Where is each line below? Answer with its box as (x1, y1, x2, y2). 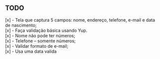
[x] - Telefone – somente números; (5, 38, 76, 44)
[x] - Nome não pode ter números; (5, 32, 75, 38)
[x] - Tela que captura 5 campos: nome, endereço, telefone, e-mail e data (5, 17, 155, 23)
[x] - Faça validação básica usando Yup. (5, 27, 88, 33)
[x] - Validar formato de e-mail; (5, 43, 68, 49)
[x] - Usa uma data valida (5, 48, 57, 54)
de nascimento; (5, 22, 37, 28)
